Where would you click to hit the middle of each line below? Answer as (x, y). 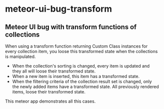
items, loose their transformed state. (49, 92)
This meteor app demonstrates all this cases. (50, 101)
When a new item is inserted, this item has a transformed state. (76, 76)
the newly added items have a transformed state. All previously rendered (85, 87)
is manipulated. (20, 56)
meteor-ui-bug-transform (59, 9)
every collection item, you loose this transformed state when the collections (82, 51)
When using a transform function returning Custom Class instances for (76, 46)
